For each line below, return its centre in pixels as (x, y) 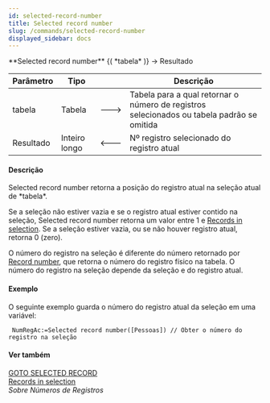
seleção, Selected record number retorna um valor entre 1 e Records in (125, 220)
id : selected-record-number (55, 16)
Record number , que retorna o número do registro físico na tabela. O (122, 262)
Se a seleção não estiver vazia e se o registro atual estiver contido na (123, 212)
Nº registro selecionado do (180, 138)
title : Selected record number (61, 23)
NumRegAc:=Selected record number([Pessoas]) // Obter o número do (127, 330)
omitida (144, 125)
